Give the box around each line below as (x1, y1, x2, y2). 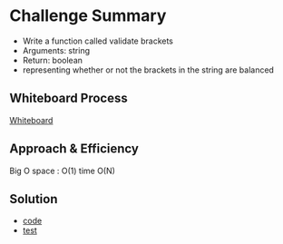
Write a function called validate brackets (22, 35, 174, 46)
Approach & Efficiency (9, 142, 139, 157)
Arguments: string (22, 44, 91, 55)
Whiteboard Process (9, 91, 129, 106)
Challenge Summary (9, 5, 167, 26)
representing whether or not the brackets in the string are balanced (22, 64, 275, 75)
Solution (9, 191, 58, 207)
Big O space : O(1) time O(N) (9, 165, 116, 176)
